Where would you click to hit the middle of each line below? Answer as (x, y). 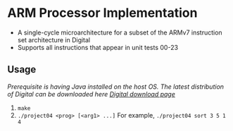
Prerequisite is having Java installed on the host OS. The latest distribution (115, 87)
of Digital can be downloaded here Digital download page (92, 94)
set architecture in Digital (54, 39)
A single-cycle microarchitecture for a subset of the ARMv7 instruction (120, 32)
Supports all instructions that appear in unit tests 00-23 (97, 47)
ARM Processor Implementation (102, 13)
